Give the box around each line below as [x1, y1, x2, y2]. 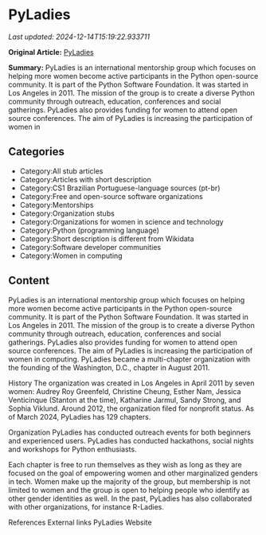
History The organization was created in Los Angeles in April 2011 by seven [8, 378, 255, 388]
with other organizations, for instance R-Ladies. [8, 502, 165, 511]
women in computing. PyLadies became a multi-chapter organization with [8, 354, 251, 364]
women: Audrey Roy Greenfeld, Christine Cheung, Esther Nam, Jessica [8, 386, 241, 396]
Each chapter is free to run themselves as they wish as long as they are [8, 459, 242, 469]
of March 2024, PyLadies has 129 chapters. [8, 412, 151, 421]
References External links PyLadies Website [8, 517, 153, 527]
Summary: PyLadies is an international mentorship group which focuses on [8, 62, 256, 72]
